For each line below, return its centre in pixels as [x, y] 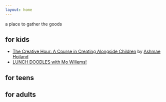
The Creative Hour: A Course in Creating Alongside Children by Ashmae [86, 51]
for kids [17, 40]
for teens [19, 78]
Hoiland [20, 57]
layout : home [19, 10]
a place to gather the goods [34, 24]
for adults [21, 95]
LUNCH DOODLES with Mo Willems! [49, 62]
